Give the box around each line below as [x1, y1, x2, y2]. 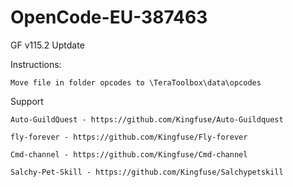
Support [10, 95, 44, 107]
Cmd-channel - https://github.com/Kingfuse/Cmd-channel [10, 149, 248, 160]
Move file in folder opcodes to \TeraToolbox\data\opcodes [10, 77, 262, 88]
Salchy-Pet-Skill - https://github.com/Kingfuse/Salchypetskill [10, 167, 284, 177]
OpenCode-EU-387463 [10, 6, 208, 29]
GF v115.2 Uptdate [10, 39, 85, 51]
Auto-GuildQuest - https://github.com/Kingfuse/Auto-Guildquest [10, 114, 284, 125]
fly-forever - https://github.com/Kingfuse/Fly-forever [10, 132, 248, 142]
